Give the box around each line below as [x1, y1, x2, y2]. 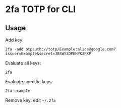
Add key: [5, 37, 24, 43]
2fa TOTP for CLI [5, 4, 76, 15]
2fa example [5, 88, 30, 93]
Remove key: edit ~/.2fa [5, 97, 56, 103]
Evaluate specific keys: [5, 79, 53, 84]
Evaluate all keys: [5, 60, 41, 66]
